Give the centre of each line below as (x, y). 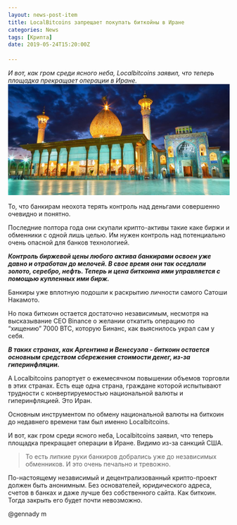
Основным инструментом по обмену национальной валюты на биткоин (116, 414)
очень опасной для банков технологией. (69, 242)
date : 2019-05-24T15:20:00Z (49, 45)
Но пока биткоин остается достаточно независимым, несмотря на (108, 313)
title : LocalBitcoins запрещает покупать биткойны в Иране (96, 22)
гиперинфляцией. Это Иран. (50, 401)
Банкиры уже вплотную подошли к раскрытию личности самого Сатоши (118, 292)
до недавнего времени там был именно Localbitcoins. (89, 422)
